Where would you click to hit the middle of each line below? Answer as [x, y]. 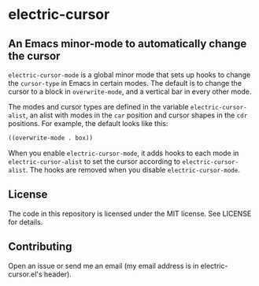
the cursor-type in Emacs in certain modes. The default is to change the [125, 83]
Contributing [40, 247]
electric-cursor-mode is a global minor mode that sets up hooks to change [129, 75]
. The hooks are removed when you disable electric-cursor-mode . [133, 169]
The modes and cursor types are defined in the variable [98, 107]
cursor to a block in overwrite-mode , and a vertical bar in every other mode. [130, 91]
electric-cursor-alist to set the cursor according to [94, 161]
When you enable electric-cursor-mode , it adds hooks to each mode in [124, 153]
